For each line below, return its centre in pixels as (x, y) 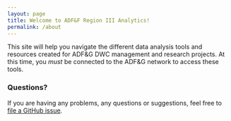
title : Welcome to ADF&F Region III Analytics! (79, 20)
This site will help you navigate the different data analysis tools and (105, 47)
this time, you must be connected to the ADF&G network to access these (113, 62)
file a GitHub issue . (35, 110)
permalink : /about (34, 27)
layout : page (26, 14)
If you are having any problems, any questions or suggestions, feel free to (115, 103)
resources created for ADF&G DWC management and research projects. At (116, 54)
